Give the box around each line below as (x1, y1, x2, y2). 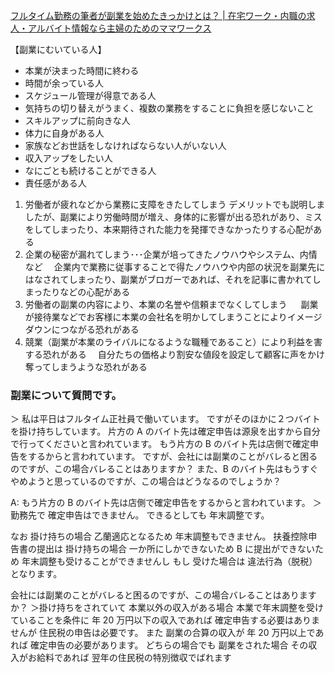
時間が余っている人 (24, 77, 105, 89)
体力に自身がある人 (24, 127, 105, 139)
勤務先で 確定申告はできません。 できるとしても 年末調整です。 (10, 509, 270, 521)
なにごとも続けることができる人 (24, 165, 157, 176)
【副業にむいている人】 (10, 44, 107, 55)
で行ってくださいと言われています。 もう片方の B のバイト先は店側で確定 (10, 438, 310, 450)
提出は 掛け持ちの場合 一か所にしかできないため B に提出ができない (36, 543, 315, 555)
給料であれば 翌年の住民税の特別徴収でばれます (36, 652, 232, 664)
